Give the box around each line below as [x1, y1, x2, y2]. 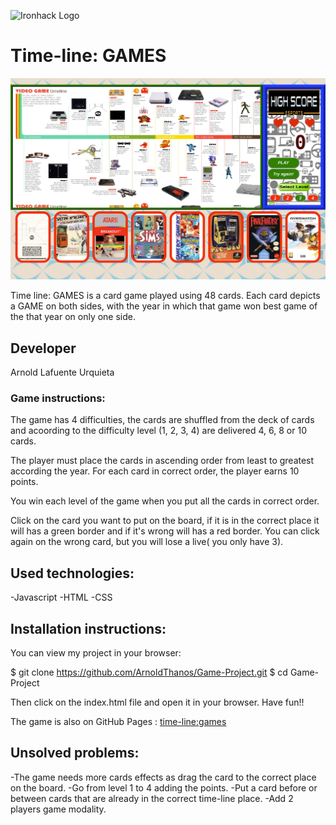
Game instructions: [10, 391, 106, 405]
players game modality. [10, 803, 107, 815]
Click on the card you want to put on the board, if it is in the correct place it [10, 515, 320, 527]
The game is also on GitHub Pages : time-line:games [10, 716, 227, 728]
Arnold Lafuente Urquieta [10, 366, 115, 379]
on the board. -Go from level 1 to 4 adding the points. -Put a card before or [10, 781, 318, 794]
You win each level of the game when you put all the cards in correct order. [10, 495, 320, 507]
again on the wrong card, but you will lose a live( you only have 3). [10, 536, 284, 548]
